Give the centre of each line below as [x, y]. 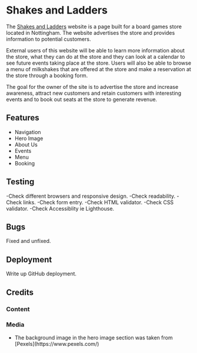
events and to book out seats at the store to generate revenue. [82, 99]
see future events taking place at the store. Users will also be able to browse [99, 63]
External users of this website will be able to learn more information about [96, 50]
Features [23, 118]
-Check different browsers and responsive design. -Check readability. [91, 196]
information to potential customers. [49, 39]
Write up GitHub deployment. [41, 274]
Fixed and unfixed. [29, 241]
